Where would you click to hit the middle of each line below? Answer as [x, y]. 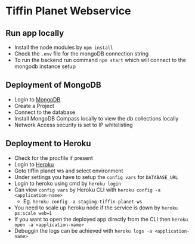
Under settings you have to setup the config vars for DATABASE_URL [96, 177]
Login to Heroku [34, 164]
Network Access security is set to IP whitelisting [73, 125]
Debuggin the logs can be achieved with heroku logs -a [83, 230]
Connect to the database [45, 112]
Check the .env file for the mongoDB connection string [81, 54]
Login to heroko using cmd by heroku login [68, 183]
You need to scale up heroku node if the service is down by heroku [96, 208]
